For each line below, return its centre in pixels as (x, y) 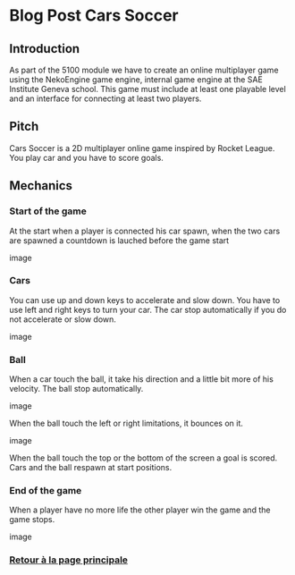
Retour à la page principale (68, 560)
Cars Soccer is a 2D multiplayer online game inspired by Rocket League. (142, 148)
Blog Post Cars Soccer (94, 16)
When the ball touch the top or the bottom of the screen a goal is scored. (143, 458)
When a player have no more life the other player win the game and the (140, 510)
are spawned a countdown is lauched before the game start (119, 240)
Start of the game (48, 211)
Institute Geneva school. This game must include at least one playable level (147, 89)
